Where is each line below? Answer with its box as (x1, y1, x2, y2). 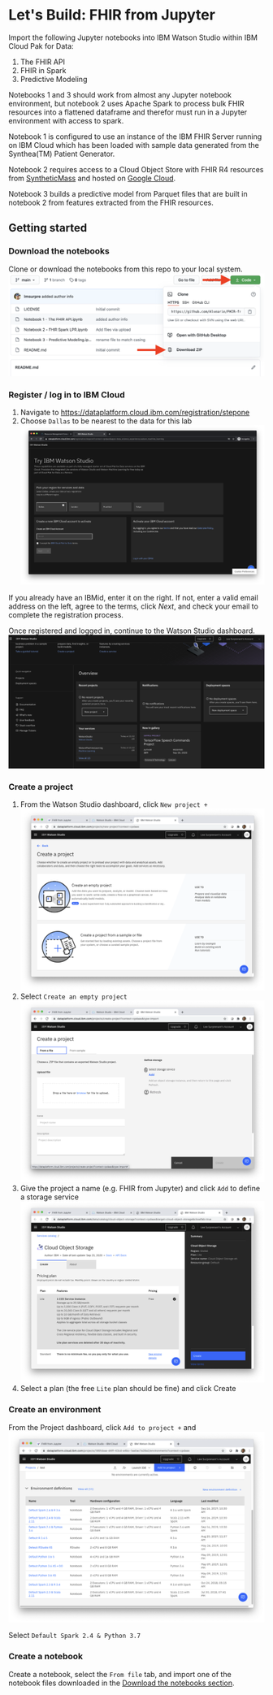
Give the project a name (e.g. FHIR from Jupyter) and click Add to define (19, 1183, 261, 1193)
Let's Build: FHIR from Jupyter (8, 6, 215, 24)
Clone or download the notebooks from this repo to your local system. (8, 264, 243, 274)
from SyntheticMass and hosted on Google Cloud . (8, 173, 176, 183)
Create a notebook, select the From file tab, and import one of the (8, 1669, 232, 1679)
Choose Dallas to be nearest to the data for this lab (19, 416, 193, 426)
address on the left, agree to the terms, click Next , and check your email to (8, 601, 258, 611)
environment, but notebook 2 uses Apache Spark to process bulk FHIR (8, 98, 245, 108)
